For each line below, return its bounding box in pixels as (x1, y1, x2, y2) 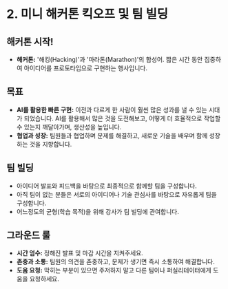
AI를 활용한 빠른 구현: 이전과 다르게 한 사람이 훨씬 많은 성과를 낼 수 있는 (16, 105, 207, 114)
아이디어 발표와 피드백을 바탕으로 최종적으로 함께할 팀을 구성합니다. (16, 182, 197, 190)
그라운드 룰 (6, 230, 51, 242)
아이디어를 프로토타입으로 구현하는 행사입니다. (23, 64, 147, 72)
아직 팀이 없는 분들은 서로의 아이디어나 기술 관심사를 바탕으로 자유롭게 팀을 (16, 190, 218, 198)
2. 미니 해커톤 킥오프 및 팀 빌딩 (6, 6, 169, 22)
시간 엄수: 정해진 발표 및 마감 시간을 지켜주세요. (16, 249, 144, 257)
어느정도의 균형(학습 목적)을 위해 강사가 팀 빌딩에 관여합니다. (16, 207, 180, 215)
